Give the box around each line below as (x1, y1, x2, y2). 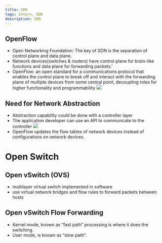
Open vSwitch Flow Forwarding (5, 208, 104, 217)
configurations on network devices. (12, 134, 85, 139)
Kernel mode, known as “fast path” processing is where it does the (12, 221, 148, 227)
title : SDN (5, 7, 28, 12)
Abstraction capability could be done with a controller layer (12, 112, 133, 118)
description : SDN (5, 16, 41, 21)
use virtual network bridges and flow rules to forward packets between (12, 189, 157, 195)
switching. (12, 227, 34, 233)
